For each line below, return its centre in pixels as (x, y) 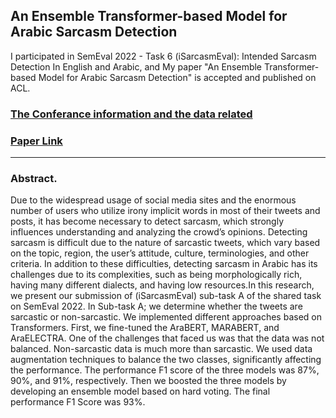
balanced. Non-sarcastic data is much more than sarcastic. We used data (161, 349)
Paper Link (36, 141)
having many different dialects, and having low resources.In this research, (162, 285)
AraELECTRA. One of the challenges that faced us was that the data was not (167, 338)
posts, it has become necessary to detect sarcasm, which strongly (147, 221)
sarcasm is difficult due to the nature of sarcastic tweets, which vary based (165, 243)
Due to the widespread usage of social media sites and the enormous (153, 200)
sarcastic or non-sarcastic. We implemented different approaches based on (166, 317)
